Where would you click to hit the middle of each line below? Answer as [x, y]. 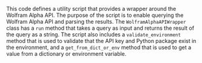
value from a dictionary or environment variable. [66, 54]
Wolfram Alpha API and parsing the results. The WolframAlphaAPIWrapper [96, 22]
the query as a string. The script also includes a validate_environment [93, 35]
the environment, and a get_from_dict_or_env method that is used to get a [99, 47]
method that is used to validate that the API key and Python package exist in [101, 41]
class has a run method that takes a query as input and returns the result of [100, 28]
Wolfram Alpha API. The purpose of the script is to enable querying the [95, 15]
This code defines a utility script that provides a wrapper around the [91, 9]
